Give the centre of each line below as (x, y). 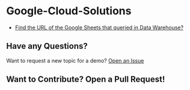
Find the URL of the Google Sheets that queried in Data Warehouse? (99, 27)
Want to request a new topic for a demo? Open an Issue (75, 60)
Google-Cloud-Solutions (69, 11)
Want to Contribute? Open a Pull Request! (86, 80)
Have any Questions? (47, 46)
